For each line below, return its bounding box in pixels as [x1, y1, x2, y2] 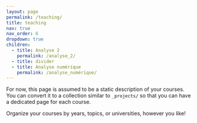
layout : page [6, 8, 39, 15]
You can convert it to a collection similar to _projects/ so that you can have [6, 92, 192, 99]
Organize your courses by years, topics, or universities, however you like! [6, 110, 186, 117]
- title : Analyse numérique [11, 64, 82, 70]
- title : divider [11, 58, 55, 64]
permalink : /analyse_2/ [17, 53, 76, 59]
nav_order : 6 [6, 31, 39, 37]
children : [6, 42, 31, 48]
